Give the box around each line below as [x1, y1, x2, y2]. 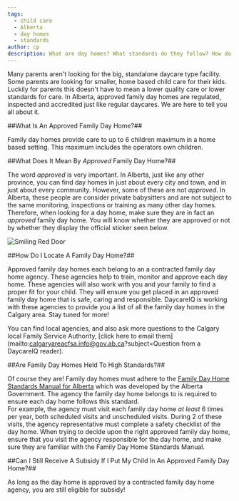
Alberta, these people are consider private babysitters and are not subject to [7, 193, 232, 202]
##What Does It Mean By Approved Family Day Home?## [7, 156, 176, 165]
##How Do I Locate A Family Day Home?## [7, 251, 135, 259]
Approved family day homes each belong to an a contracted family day [7, 264, 216, 273]
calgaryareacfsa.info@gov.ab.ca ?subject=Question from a [29, 339, 201, 348]
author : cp [7, 43, 40, 51]
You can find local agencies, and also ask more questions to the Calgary [7, 324, 220, 332]
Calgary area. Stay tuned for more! [7, 310, 109, 319]
